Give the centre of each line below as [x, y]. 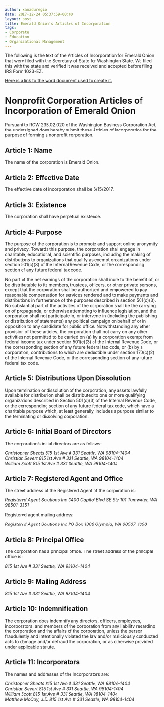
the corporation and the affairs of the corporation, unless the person [74, 631]
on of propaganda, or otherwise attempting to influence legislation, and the [81, 311]
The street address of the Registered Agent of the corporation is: [70, 491]
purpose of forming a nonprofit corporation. [49, 135]
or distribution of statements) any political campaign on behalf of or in [75, 321]
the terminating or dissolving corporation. [47, 416]
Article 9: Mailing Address [46, 582]
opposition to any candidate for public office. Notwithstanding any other [78, 326]
